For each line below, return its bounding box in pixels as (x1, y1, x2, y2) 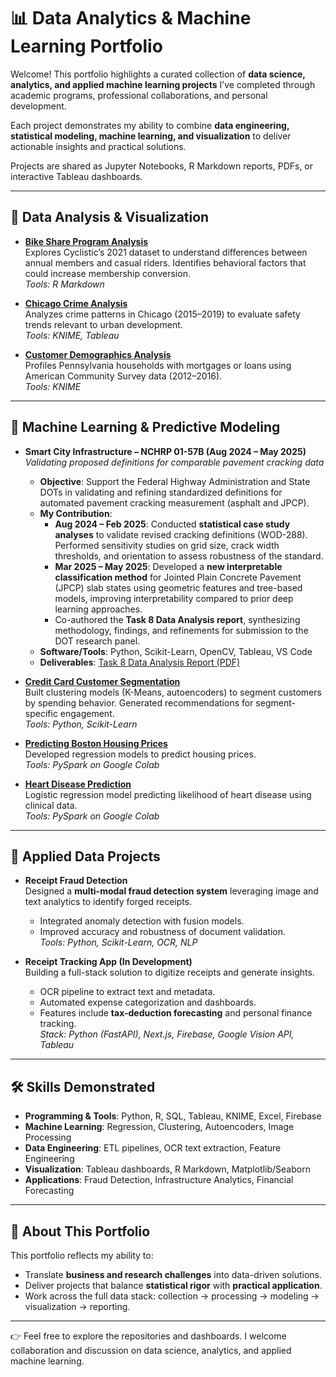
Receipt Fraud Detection (24, 875, 128, 887)
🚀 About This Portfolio (10, 1223, 151, 1240)
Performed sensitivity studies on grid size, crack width (54, 539, 280, 551)
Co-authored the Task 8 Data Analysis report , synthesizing (54, 613, 301, 625)
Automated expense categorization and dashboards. (39, 996, 257, 1009)
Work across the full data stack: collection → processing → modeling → (24, 1290, 320, 1302)
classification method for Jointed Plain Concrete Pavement (54, 571, 302, 583)
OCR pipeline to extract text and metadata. (39, 986, 216, 998)
